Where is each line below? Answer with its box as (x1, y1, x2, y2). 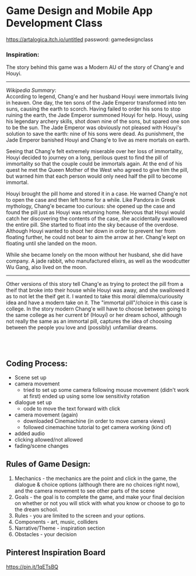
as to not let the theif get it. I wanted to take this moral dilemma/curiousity (6, 293, 183, 300)
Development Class (6, 16, 103, 30)
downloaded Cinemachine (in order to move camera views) (23, 418, 166, 425)
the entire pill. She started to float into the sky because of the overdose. (6, 221, 179, 229)
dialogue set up (14, 399, 52, 406)
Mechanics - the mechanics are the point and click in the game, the (14, 475, 177, 482)
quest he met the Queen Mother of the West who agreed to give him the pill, (6, 167, 189, 174)
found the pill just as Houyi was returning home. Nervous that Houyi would (6, 209, 185, 216)
